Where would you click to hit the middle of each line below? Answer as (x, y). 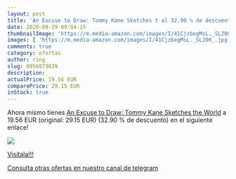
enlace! (18, 128)
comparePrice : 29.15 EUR (44, 86)
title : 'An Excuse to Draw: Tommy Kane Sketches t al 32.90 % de (105, 20)
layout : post (26, 14)
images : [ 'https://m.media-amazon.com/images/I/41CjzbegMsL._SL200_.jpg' (119, 40)
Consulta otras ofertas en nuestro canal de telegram (83, 168)
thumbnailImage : (31, 33)
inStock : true (28, 92)
